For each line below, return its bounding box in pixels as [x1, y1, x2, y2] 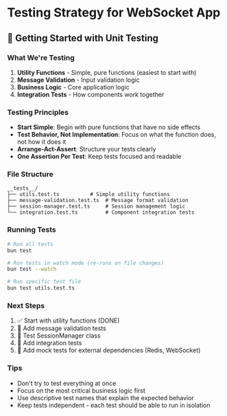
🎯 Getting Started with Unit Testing [7, 32, 159, 44]
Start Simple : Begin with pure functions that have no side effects [16, 123, 201, 131]
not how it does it [16, 138, 67, 146]
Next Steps [7, 300, 45, 310]
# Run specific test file [7, 278, 81, 285]
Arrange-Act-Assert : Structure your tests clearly [16, 145, 156, 153]
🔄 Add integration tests [16, 339, 82, 347]
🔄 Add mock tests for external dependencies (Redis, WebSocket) [16, 346, 201, 355]
